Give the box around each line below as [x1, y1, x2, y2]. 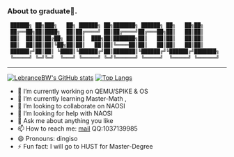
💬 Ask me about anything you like [17, 116, 114, 124]
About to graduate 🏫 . [7, 6, 78, 16]
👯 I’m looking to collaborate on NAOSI [17, 101, 125, 110]
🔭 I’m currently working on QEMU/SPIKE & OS [17, 87, 148, 95]
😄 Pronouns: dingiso [17, 134, 78, 142]
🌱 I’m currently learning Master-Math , [17, 94, 127, 103]
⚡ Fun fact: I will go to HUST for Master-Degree [17, 142, 153, 150]
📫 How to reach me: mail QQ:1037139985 [17, 124, 138, 133]
